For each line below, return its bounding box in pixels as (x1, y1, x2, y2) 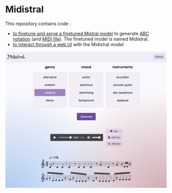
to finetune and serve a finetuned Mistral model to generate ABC (12, 30, 149, 36)
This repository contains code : (5, 20, 71, 27)
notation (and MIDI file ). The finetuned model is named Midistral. (12, 36, 149, 42)
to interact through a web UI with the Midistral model (12, 41, 124, 47)
